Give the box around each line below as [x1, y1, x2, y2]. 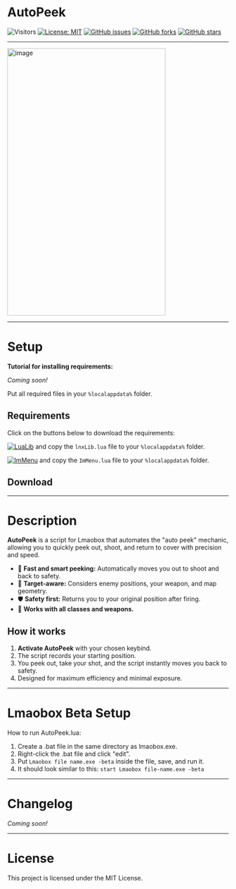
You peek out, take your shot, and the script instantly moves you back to [17, 659, 227, 668]
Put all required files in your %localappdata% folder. [7, 389, 152, 398]
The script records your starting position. [17, 652, 137, 660]
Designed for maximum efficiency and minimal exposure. [17, 674, 183, 683]
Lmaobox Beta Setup [7, 705, 131, 721]
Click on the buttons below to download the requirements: [7, 428, 176, 437]
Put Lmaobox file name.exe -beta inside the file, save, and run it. [17, 757, 205, 766]
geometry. [17, 587, 48, 595]
